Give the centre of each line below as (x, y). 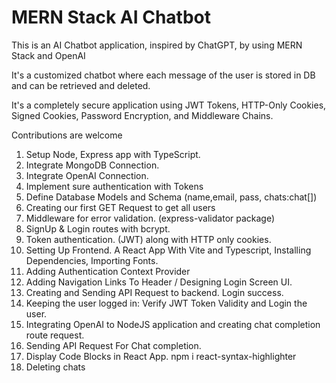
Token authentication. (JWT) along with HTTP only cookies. (148, 239)
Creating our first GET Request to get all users (120, 207)
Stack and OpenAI (48, 55)
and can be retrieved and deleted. (81, 85)
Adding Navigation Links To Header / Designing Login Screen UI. (159, 282)
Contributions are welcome (67, 135)
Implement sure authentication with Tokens (114, 186)
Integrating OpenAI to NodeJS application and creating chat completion (173, 324)
